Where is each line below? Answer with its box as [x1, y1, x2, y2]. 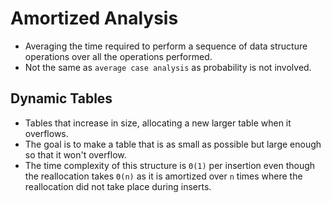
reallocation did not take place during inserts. [24, 180, 212, 192]
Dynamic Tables [10, 90, 113, 107]
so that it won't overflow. [24, 148, 127, 161]
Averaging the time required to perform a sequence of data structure [24, 40, 308, 52]
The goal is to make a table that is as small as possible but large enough [24, 138, 322, 150]
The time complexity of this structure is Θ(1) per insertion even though [24, 159, 316, 171]
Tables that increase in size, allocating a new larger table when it [24, 117, 292, 129]
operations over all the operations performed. [24, 50, 213, 62]
